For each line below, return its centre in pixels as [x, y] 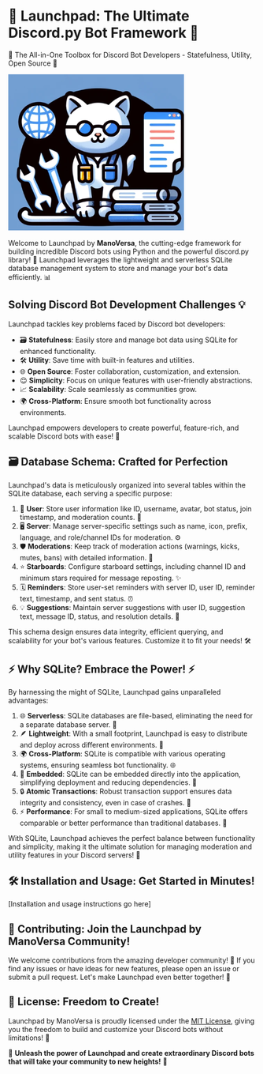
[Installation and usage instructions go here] [80, 904]
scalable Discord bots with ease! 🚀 [64, 436]
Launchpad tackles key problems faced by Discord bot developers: [117, 324]
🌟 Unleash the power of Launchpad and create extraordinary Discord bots [131, 1053]
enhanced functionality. [58, 351]
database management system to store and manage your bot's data [118, 268]
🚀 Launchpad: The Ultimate [99, 16]
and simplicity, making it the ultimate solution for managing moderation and [130, 847]
